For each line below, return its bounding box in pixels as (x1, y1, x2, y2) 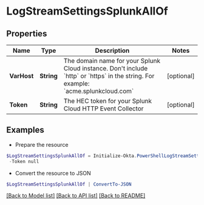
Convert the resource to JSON (15, 169, 91, 176)
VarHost (9, 72, 34, 80)
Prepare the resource (15, 141, 69, 148)
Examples (6, 125, 44, 135)
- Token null (8, 158, 39, 164)
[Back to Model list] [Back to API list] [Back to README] (6, 192, 146, 200)
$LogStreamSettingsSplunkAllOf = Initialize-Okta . (6, 153, 137, 159)
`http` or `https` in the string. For (63, 72, 155, 80)
